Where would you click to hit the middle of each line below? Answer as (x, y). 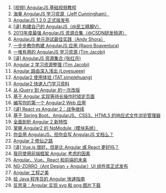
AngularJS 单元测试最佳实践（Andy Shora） (59, 39)
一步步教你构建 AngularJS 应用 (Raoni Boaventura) (66, 45)
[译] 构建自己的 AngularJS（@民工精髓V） (57, 26)
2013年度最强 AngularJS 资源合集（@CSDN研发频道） (70, 33)
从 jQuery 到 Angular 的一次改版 (47, 90)
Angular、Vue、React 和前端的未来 (50, 160)
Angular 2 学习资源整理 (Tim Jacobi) (51, 65)
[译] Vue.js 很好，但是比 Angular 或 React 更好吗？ (66, 147)
